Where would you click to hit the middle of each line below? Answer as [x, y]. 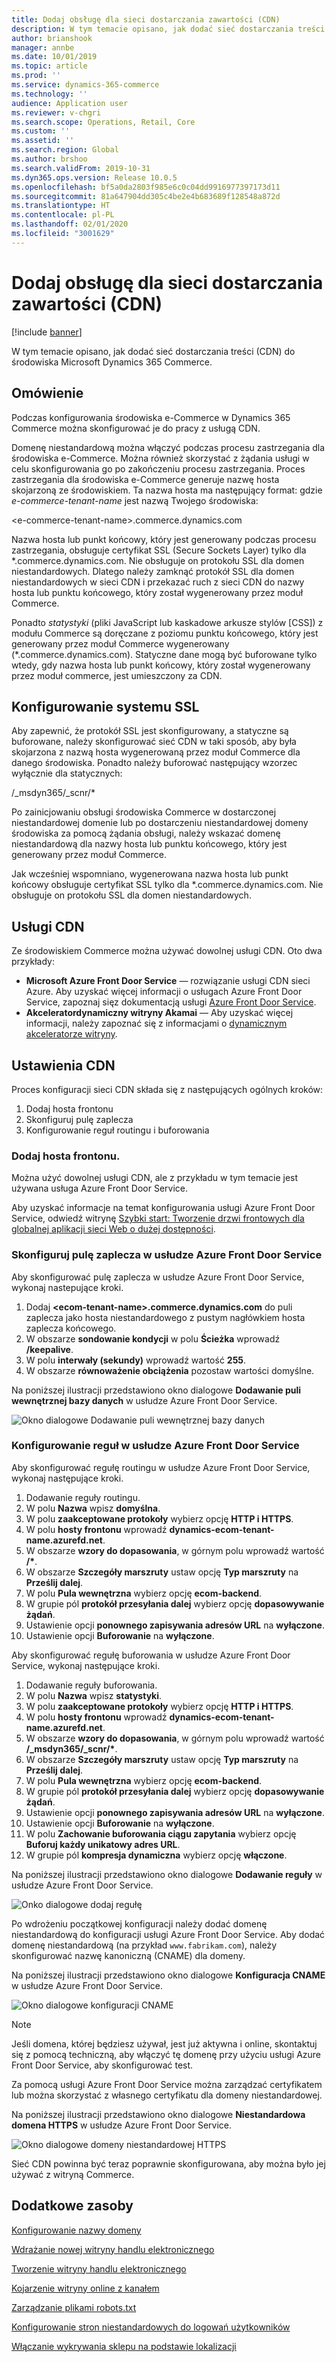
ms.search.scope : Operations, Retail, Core [103, 122]
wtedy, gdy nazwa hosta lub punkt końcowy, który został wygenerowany [161, 665]
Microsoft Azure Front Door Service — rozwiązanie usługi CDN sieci [168, 981]
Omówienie [47, 393]
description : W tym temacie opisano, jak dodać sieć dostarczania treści [168, 29]
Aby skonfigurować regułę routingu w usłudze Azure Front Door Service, [161, 1467]
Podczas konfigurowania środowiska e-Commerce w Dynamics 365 [151, 417]
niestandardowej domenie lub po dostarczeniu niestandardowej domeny [160, 823]
